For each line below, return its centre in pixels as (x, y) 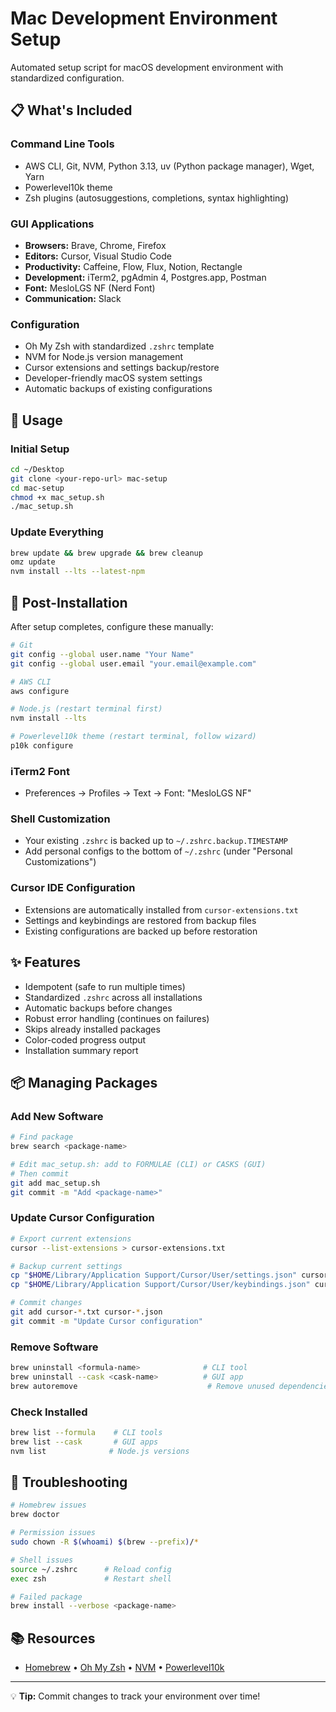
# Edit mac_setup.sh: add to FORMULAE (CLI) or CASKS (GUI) (138, 1165)
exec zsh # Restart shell (91, 1578)
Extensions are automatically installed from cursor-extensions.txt (161, 909)
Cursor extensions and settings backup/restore (122, 368)
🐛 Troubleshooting (69, 1482)
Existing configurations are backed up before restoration (141, 931)
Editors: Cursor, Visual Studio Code (98, 256)
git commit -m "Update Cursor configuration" (106, 1321)
